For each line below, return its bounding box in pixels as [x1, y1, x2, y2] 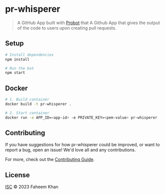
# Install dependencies [5, 52, 54, 57]
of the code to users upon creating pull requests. [17, 25, 117, 31]
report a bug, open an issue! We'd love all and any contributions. [5, 147, 136, 153]
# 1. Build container [5, 97, 50, 102]
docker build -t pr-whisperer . [5, 101, 71, 106]
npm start [5, 70, 26, 75]
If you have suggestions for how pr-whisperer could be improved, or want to [5, 142, 160, 148]
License [5, 171, 30, 179]
